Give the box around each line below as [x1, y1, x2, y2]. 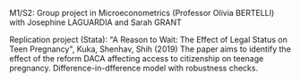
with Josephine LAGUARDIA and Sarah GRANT [9, 17, 182, 28]
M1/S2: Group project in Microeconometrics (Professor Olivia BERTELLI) [9, 8, 275, 18]
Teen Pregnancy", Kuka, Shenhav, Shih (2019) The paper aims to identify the [9, 44, 291, 54]
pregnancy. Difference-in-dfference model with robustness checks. [9, 62, 258, 73]
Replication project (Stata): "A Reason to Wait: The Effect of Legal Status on [9, 35, 288, 45]
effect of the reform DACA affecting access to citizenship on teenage [9, 53, 264, 63]
